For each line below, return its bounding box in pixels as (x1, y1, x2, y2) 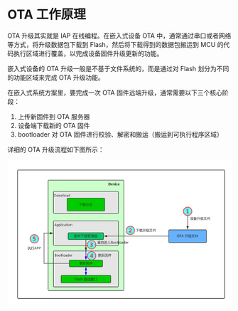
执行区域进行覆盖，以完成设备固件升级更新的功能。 (13, 49, 163, 58)
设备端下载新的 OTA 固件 (17, 121, 90, 130)
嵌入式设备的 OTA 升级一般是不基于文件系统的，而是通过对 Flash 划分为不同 (7, 64, 229, 73)
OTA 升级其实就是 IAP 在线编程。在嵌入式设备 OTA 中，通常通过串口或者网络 (7, 31, 232, 40)
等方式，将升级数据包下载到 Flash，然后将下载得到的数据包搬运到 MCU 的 (7, 40, 224, 48)
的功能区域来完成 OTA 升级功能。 (7, 73, 104, 82)
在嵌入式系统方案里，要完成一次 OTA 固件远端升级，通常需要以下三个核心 (7, 88, 222, 97)
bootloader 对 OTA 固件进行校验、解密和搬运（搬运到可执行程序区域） (17, 130, 224, 139)
